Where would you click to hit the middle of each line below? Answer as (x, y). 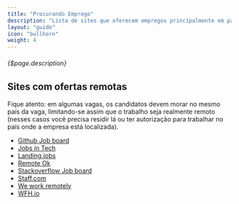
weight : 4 (22, 41)
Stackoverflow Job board (55, 171)
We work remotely (44, 186)
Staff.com (32, 178)
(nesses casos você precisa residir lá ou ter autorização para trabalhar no (116, 119)
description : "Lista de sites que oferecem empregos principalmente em (116, 21)
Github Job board (43, 140)
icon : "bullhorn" (33, 34)
